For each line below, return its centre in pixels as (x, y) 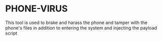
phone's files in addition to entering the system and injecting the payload (81, 27)
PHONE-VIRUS (36, 9)
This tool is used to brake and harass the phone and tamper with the (76, 22)
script (11, 33)
